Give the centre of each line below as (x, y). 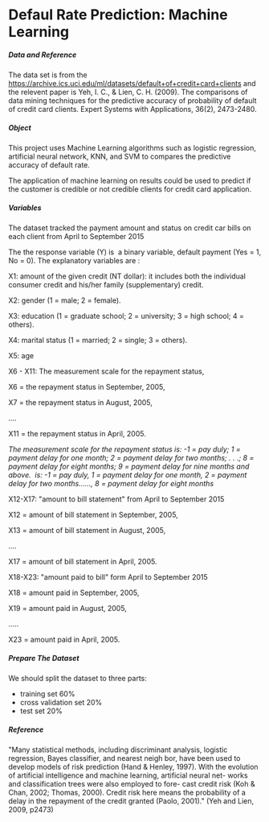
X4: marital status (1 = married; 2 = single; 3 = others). (98, 341)
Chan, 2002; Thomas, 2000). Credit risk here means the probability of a (127, 793)
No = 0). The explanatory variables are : (74, 261)
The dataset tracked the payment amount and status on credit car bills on (130, 228)
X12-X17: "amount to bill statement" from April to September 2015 (116, 499)
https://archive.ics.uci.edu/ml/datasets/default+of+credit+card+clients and (132, 84)
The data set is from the (48, 75)
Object (20, 127)
